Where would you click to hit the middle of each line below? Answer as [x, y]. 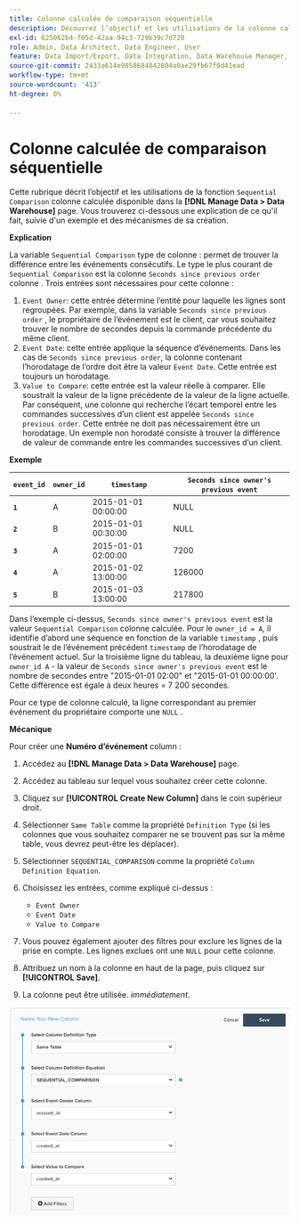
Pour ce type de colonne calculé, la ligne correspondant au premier [133, 702]
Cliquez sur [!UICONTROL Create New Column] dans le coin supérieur [152, 798]
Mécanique [31, 729]
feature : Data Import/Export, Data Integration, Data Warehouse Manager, [149, 57]
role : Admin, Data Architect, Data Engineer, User [105, 47]
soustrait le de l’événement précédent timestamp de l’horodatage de [133, 647]
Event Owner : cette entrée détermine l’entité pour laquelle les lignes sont [154, 301]
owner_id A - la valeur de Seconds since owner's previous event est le [138, 666]
